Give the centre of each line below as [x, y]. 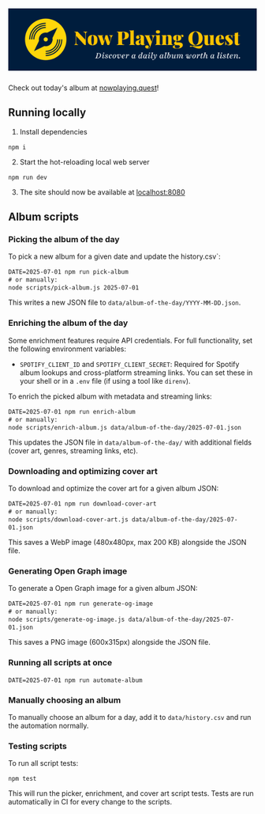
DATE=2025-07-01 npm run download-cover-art [82, 504]
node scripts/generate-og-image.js [67, 620]
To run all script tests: [43, 763]
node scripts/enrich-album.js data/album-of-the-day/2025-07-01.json [125, 427]
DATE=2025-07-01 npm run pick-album [68, 272]
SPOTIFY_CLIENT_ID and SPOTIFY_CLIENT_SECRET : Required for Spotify [129, 364]
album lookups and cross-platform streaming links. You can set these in [136, 373]
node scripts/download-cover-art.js [68, 520]
